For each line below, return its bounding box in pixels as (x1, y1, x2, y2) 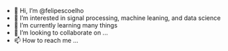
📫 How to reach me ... (13, 37, 79, 44)
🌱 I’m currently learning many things (13, 21, 118, 29)
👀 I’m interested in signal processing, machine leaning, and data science (13, 14, 221, 22)
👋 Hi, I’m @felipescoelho (13, 7, 84, 14)
